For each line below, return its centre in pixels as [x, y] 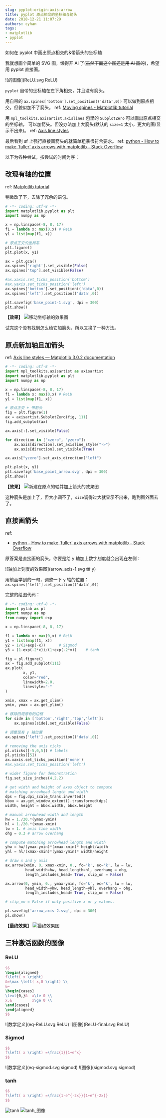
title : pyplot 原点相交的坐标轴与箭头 [41, 14]
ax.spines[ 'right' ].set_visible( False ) [47, 266]
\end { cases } [17, 1005]
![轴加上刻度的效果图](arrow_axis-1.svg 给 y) [51, 569]
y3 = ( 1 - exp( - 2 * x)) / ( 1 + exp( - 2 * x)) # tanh [52, 650]
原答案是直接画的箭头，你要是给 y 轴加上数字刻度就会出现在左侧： [73, 558]
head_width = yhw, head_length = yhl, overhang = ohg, [79, 888]
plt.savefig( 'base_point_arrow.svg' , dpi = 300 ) [57, 472]
